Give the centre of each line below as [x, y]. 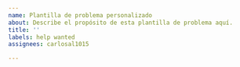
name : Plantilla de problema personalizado [80, 15]
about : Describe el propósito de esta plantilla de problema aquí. [121, 23]
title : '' [24, 30]
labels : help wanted [42, 37]
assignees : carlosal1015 [49, 44]
